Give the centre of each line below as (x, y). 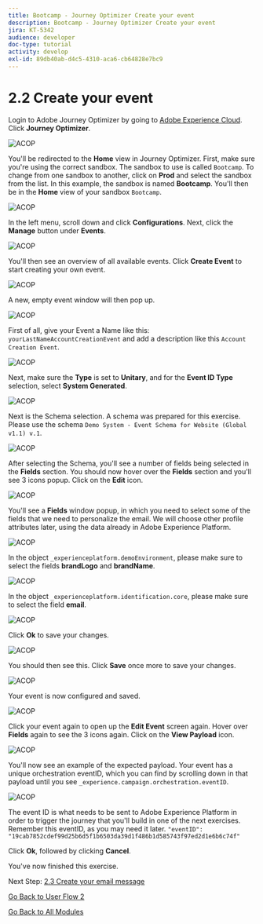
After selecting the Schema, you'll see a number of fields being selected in (129, 463)
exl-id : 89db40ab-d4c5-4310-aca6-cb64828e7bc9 (86, 60)
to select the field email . (47, 604)
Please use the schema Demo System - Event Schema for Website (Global (128, 424)
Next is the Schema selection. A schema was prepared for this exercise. (124, 416)
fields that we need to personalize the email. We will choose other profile (126, 518)
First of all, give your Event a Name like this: (79, 330)
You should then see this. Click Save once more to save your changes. (122, 665)
